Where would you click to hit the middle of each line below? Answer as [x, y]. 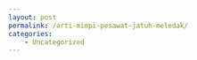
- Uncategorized [55, 42]
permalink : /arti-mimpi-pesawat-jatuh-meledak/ [98, 26]
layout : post [33, 17]
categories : [30, 34]
